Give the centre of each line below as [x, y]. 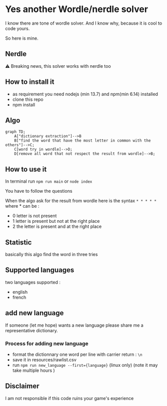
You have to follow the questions [39, 191]
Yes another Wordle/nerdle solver [77, 9]
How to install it [30, 82]
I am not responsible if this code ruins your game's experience [69, 398]
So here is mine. [22, 38]
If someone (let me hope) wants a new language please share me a [74, 325]
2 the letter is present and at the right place [57, 226]
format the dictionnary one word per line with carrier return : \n [77, 354]
